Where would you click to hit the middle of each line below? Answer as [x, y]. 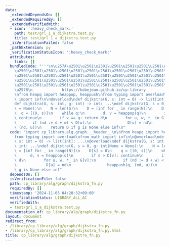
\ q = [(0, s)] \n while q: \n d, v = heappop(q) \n [80, 113]
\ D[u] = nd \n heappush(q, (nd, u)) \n [86, 165]
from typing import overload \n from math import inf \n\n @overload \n [87, 137]
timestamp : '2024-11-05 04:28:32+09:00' [53, 193]
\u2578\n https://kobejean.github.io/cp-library [80, 90]
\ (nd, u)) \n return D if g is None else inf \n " [70, 127]
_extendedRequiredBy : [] [36, 19]
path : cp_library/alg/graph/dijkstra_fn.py [56, 184]
